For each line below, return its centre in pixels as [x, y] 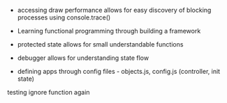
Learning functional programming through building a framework [109, 31]
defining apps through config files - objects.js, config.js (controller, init [119, 71]
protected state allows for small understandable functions [100, 44]
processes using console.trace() [64, 17]
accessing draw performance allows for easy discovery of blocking [114, 10]
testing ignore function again [49, 92]
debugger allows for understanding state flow [83, 58]
